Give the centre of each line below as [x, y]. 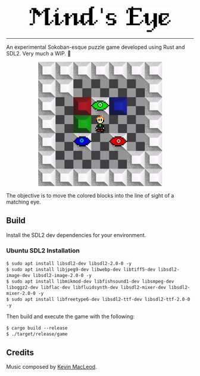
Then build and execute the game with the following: [71, 316]
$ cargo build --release [37, 328]
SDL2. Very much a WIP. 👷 [39, 53]
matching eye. [24, 202]
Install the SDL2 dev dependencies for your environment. [76, 235]
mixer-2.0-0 [21, 294]
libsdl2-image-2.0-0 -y [62, 276]
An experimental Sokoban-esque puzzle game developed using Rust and [96, 47]
